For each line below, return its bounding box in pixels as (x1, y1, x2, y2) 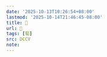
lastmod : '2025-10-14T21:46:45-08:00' (6, 14, 103, 20)
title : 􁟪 (6, 20, 28, 26)
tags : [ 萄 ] (6, 31, 33, 37)
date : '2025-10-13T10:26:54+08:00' (6, 8, 95, 15)
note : (6, 42, 20, 48)
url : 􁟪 (6, 25, 23, 31)
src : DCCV (6, 36, 31, 42)
